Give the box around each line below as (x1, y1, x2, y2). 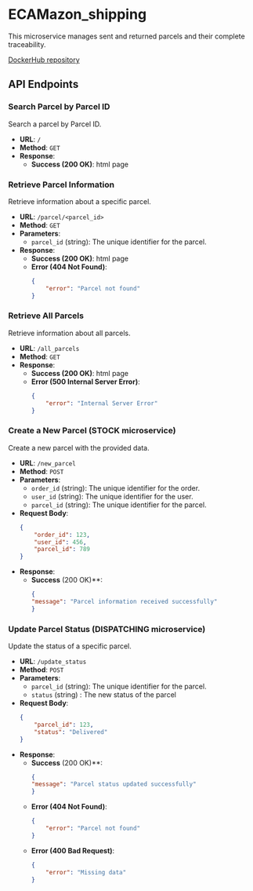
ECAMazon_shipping (8, 5, 147, 24)
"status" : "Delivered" (34, 728, 108, 736)
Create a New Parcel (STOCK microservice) (8, 425, 176, 436)
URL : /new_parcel (19, 458, 76, 468)
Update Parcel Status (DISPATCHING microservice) (8, 623, 206, 634)
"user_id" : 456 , (34, 538, 87, 546)
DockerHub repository (8, 55, 80, 64)
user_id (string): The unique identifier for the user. (31, 491, 193, 501)
